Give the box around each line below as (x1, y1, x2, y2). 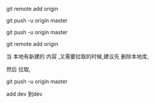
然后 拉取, (6, 66, 31, 73)
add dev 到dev (6, 90, 43, 98)
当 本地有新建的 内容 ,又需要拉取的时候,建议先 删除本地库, (6, 53, 149, 60)
